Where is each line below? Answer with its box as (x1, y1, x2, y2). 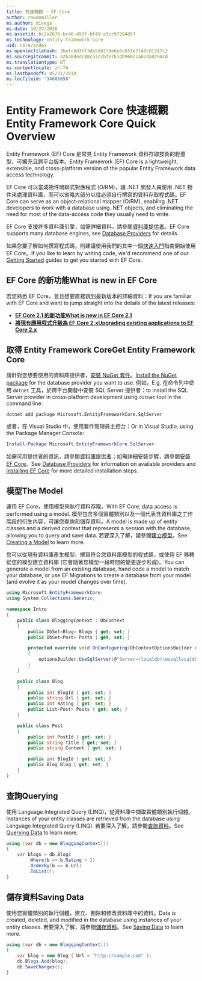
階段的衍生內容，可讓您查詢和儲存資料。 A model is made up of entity (6, 518, 178, 525)
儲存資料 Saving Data (6, 892, 84, 903)
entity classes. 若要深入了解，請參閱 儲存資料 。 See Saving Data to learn (6, 923, 184, 930)
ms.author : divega (6, 20, 52, 26)
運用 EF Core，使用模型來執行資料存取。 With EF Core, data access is (6, 503, 178, 510)
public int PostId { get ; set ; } (28, 734, 112, 740)
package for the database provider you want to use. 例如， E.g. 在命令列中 (6, 379, 189, 386)
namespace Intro (6, 606, 47, 613)
